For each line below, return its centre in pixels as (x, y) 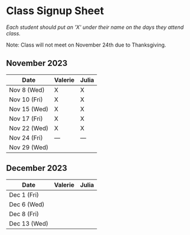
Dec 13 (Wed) (29, 223)
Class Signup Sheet (55, 11)
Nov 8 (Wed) (27, 90)
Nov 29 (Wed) (29, 147)
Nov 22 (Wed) (29, 128)
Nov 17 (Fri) (26, 118)
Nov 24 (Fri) (26, 138)
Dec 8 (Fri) (24, 214)
